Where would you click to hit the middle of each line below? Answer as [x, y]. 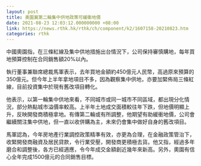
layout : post [22, 12]
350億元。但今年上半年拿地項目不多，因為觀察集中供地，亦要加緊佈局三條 [98, 79]
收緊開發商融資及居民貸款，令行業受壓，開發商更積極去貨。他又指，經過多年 [100, 142]
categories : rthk [28, 34]
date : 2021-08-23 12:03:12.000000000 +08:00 [63, 23]
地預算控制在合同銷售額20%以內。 [49, 59]
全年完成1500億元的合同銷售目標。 [54, 157]
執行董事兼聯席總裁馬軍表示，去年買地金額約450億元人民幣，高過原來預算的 [100, 72]
